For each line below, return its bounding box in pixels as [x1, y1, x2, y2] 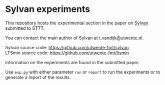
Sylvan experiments [5, 3, 90, 15]
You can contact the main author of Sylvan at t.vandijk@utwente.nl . [5, 35, 144, 41]
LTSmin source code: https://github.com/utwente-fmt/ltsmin [5, 50, 129, 56]
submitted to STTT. [5, 25, 45, 31]
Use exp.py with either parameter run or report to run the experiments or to [5, 69, 160, 75]
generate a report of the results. [5, 74, 71, 80]
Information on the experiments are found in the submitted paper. [5, 59, 140, 65]
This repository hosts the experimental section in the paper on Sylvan [5, 20, 148, 26]
